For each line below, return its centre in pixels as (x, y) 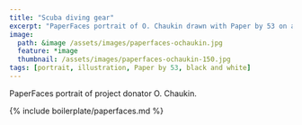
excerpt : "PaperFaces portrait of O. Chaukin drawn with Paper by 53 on (148, 26)
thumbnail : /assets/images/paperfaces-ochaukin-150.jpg (124, 59)
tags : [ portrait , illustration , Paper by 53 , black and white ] (130, 68)
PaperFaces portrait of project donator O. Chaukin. (103, 93)
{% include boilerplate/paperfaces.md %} (87, 111)
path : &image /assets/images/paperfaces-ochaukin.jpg (120, 43)
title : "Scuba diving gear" (62, 18)
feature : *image (48, 51)
